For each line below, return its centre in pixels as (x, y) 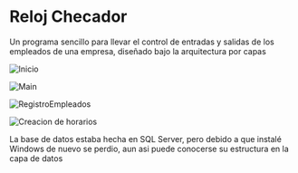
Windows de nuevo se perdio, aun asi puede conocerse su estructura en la (149, 149)
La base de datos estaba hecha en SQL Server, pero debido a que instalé (146, 139)
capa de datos (36, 158)
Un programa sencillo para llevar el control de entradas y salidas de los (142, 42)
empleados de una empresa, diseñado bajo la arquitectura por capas (138, 51)
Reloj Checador (68, 17)
